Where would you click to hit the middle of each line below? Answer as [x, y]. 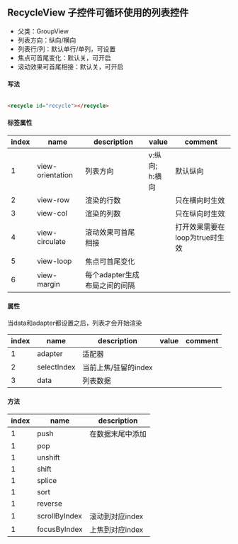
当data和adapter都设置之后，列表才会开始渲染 [75, 323]
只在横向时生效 [200, 201]
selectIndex [56, 367]
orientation [55, 175]
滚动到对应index [117, 516]
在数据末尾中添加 [118, 433]
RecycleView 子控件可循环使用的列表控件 [98, 13]
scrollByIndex [59, 516]
